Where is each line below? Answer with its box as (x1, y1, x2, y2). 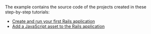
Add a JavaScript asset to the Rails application (12, 23, 105, 29)
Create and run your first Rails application (12, 19, 95, 24)
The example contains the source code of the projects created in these (5, 4, 147, 10)
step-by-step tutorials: (5, 9, 50, 15)
